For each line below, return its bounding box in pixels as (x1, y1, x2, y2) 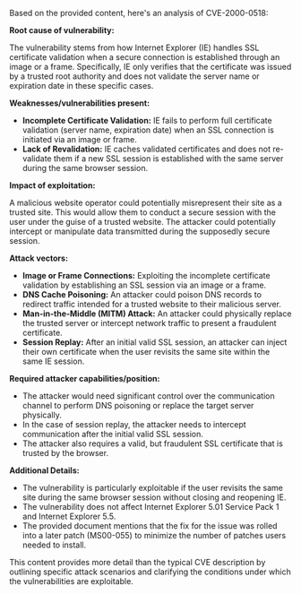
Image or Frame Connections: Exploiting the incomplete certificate (21, 271, 271, 280)
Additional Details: (9, 465, 80, 476)
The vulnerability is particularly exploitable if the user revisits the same (21, 483, 284, 493)
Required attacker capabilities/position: (9, 374, 160, 383)
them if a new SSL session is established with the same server (53, 153, 284, 164)
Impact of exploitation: (9, 180, 96, 191)
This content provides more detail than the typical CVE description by (9, 557, 266, 567)
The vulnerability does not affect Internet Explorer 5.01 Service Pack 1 (21, 502, 279, 512)
